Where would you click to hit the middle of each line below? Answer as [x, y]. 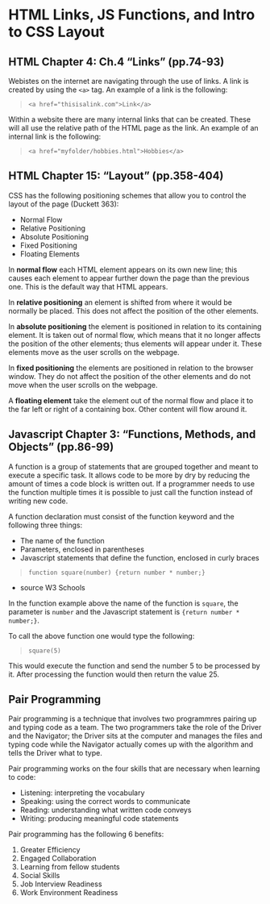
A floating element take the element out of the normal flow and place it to [131, 400]
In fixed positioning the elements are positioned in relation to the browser [131, 368]
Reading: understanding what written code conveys [106, 810]
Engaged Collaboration [58, 858]
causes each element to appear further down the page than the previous [129, 278]
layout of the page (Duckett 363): [64, 204]
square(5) [45, 651]
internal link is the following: [55, 136]
